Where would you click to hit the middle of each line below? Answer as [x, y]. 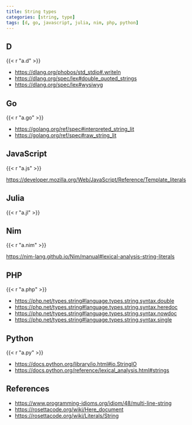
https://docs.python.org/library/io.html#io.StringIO [76, 364]
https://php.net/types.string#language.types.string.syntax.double [94, 301]
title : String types [32, 12]
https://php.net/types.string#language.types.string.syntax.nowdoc [96, 313]
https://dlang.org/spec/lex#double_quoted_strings [76, 79]
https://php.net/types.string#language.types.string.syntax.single [93, 320]
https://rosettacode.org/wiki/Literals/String [67, 416]
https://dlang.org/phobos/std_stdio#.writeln [68, 72]
